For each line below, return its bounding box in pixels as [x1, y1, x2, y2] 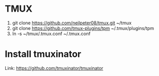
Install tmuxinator [5, 49, 81, 60]
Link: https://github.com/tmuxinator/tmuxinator [5, 65, 103, 71]
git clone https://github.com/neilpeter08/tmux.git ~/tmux [12, 20, 132, 26]
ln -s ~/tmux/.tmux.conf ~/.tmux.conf [12, 30, 90, 36]
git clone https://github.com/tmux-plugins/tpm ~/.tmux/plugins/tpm [12, 25, 154, 31]
